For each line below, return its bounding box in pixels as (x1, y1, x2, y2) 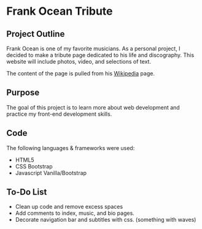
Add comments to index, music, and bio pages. (15, 209, 135, 217)
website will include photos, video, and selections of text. (6, 58, 152, 65)
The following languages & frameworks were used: (6, 144, 135, 151)
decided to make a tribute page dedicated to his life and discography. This (6, 51, 195, 59)
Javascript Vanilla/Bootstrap (15, 169, 87, 176)
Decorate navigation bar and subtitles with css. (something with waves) (15, 216, 196, 223)
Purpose (6, 88, 40, 98)
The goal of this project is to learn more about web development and (6, 103, 180, 111)
